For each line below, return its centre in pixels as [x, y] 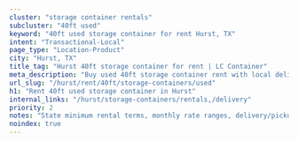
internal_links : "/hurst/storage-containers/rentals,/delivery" [130, 99]
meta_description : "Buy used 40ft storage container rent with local [141, 75]
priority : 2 [31, 108]
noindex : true [35, 124]
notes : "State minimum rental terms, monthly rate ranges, [121, 116]
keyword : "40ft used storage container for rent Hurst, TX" [123, 34]
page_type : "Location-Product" [67, 50]
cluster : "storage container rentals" [81, 17]
